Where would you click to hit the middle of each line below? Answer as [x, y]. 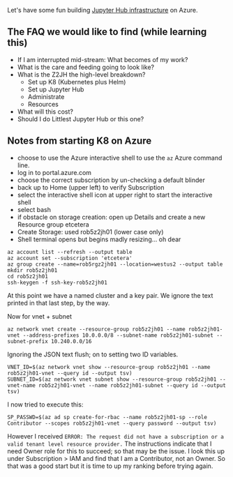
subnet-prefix [28, 341]
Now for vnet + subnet [39, 316]
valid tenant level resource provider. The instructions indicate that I [110, 444]
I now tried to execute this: [45, 404]
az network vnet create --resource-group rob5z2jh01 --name [97, 329]
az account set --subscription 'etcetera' [70, 258]
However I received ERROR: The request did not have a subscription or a [116, 436]
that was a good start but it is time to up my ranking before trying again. [110, 466]
